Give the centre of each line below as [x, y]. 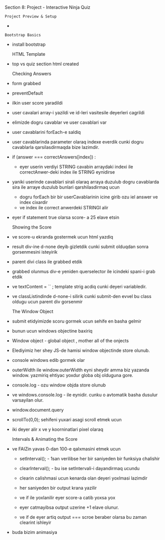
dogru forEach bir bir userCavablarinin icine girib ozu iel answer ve [89, 197]
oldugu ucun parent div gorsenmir [47, 302]
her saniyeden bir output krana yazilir [58, 488]
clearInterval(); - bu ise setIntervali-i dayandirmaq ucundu [79, 468]
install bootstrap [29, 44]
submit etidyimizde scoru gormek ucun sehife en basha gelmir [77, 321]
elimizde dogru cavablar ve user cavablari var [59, 122]
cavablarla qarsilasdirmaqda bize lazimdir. [56, 147]
